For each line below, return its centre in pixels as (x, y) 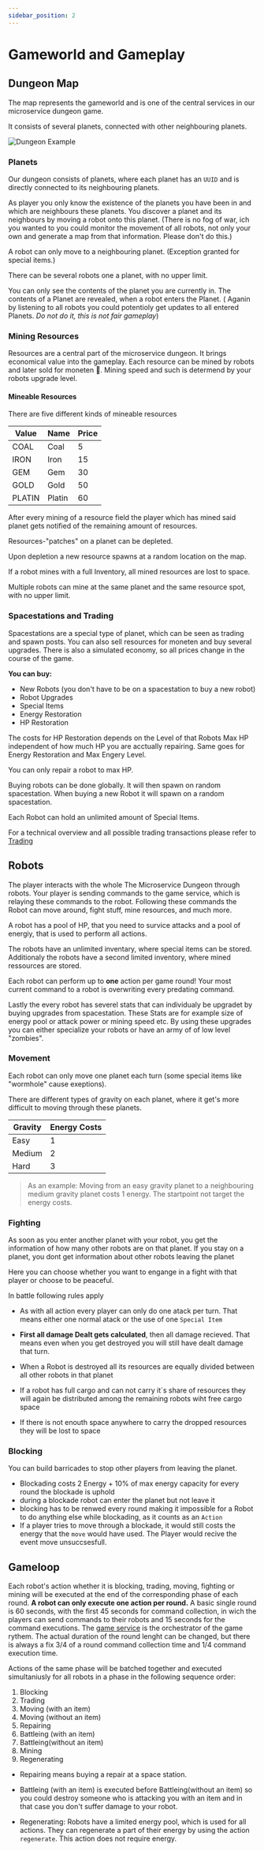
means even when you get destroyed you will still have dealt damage (132, 1343)
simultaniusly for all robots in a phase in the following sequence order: (122, 1677)
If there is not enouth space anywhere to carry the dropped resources (133, 1423)
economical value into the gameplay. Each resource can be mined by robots (131, 362)
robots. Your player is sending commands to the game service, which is (124, 893)
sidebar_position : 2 (42, 15)
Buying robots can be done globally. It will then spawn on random (115, 785)
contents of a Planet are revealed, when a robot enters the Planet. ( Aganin (129, 299)
